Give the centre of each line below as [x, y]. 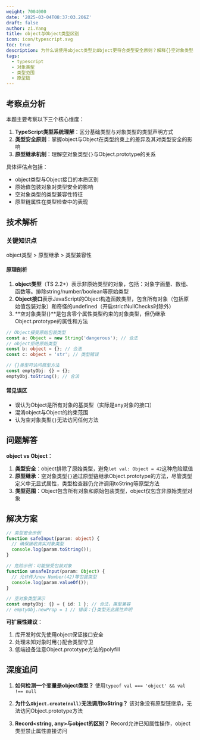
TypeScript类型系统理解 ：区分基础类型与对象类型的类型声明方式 [94, 132]
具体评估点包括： [27, 167]
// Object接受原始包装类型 [36, 332]
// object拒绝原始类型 [32, 344]
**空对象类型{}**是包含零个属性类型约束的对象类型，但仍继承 [90, 314]
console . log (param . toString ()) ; [52, 549]
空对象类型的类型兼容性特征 [49, 194]
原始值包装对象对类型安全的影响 [54, 187]
